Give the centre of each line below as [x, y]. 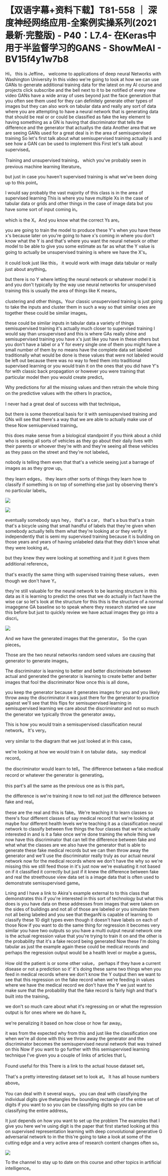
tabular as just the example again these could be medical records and [77, 946]
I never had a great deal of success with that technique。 [64, 404]
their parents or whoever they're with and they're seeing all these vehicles [82, 446]
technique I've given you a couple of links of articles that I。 [67, 1055]
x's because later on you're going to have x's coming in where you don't [80, 235]
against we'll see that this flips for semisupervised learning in [68, 703]
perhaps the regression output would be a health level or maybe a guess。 [82, 952]
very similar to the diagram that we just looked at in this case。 [70, 741]
